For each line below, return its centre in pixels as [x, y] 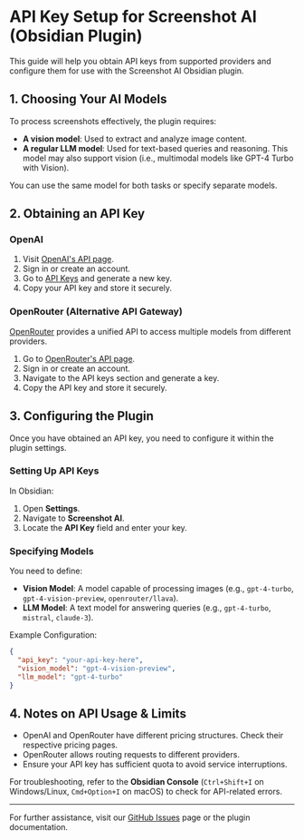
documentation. [39, 827]
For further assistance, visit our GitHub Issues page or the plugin [130, 817]
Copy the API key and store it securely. [95, 387]
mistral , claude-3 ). [58, 618]
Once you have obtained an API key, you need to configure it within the [142, 438]
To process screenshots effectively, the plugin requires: [113, 121]
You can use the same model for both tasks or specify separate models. [143, 185]
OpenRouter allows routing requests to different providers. [131, 755]
